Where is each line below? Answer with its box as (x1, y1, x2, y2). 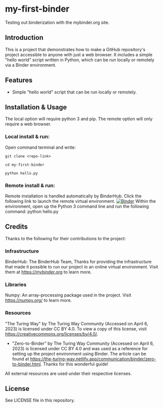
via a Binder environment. (5, 62, 57, 68)
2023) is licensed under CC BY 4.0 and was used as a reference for (12, 345, 148, 351)
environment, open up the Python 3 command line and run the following (5, 203, 149, 209)
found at (12, 356, 29, 362)
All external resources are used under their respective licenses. (5, 371, 132, 376)
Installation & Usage (5, 103, 67, 111)
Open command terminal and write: (5, 144, 76, 150)
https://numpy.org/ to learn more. (5, 298, 72, 303)
